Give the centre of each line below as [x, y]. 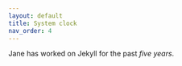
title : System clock [43, 23]
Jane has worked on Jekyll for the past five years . [91, 54]
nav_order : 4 [30, 31]
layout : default [35, 16]
